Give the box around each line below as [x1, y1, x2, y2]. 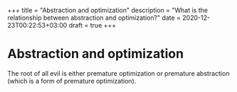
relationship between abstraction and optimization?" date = [7, 13, 181, 22]
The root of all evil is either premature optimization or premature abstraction [7, 69, 230, 77]
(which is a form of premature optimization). [7, 76, 137, 85]
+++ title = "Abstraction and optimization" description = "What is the [7, 6, 209, 14]
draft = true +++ [68, 21, 117, 29]
